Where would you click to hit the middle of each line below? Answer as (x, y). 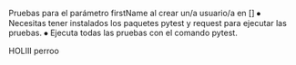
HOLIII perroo (34, 51)
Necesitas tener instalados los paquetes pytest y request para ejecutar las (148, 23)
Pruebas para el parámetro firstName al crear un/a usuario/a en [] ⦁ (135, 13)
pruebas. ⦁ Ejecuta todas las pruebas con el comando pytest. (123, 32)
